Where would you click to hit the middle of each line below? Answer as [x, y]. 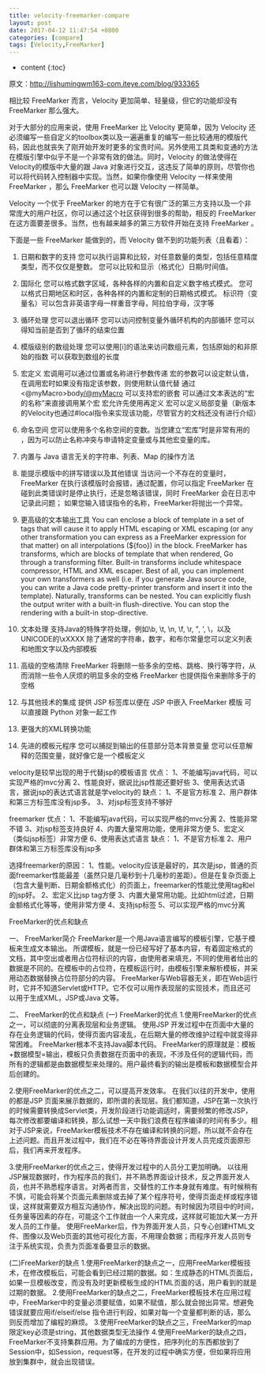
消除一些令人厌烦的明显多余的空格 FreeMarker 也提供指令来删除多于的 [141, 676]
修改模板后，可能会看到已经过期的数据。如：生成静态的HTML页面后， [143, 1273]
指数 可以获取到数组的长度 [77, 357]
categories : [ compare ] [46, 38]
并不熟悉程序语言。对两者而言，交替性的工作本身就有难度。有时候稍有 [144, 1187]
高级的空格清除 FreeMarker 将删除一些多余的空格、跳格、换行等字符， [135, 666]
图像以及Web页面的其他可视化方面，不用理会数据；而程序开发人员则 [134, 1236]
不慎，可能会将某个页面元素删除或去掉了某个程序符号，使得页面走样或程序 [130, 1197]
